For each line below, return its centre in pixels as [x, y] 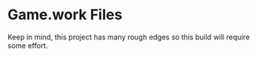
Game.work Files [65, 15]
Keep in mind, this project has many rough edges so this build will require [129, 37]
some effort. [28, 45]
